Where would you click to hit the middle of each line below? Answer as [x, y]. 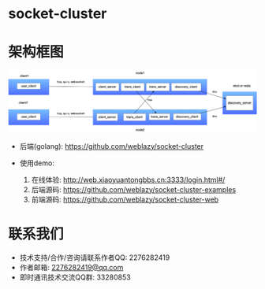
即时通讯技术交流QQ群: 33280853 [75, 277]
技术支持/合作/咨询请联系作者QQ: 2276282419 [95, 258]
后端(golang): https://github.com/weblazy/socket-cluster [112, 146]
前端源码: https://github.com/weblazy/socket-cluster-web [125, 199]
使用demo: [37, 163]
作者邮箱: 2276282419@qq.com [71, 267]
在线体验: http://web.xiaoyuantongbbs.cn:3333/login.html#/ [128, 180]
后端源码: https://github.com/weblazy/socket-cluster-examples [134, 189]
